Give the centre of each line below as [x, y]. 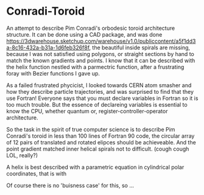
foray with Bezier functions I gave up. [53, 73]
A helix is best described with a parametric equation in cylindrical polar [95, 167]
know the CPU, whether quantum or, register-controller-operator [87, 111]
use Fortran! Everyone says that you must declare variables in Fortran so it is [102, 98]
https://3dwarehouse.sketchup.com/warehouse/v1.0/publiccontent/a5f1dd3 [101, 41]
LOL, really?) [22, 155]
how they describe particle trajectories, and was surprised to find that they [100, 91]
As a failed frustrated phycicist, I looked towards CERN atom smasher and [99, 85]
